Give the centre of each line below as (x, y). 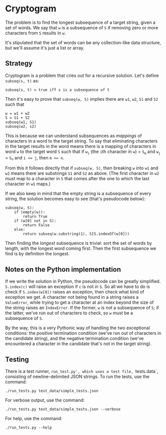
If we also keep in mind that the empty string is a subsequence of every (78, 194)
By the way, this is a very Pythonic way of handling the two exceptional (78, 328)
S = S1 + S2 (17, 118)
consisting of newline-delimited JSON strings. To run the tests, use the (77, 376)
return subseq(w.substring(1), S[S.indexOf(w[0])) (76, 234)
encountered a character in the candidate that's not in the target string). (79, 344)
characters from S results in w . (35, 33)
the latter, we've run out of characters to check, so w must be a (69, 313)
